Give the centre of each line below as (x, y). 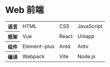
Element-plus (38, 46)
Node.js (86, 56)
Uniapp (86, 36)
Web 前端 (25, 10)
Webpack (33, 56)
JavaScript (90, 26)
